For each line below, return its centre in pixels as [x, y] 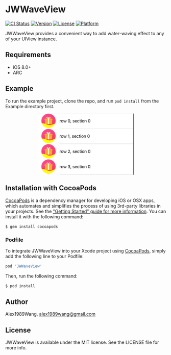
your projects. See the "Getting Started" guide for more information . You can [86, 211]
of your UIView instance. [31, 39]
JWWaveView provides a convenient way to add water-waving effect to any [85, 33]
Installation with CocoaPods [51, 188]
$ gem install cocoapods [32, 226]
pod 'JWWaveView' [24, 266]
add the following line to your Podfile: [45, 256]
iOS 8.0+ [22, 67]
